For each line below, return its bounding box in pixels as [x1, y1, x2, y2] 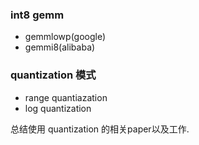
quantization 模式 [10, 68, 97, 82]
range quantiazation [24, 91, 108, 103]
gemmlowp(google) [24, 31, 107, 43]
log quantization [24, 102, 92, 114]
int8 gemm [10, 8, 65, 22]
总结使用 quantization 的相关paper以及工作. [10, 123, 190, 135]
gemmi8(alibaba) [24, 41, 96, 53]
